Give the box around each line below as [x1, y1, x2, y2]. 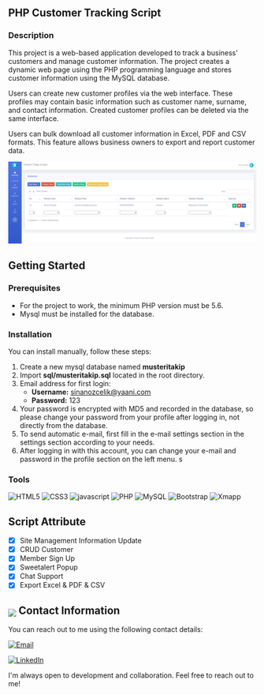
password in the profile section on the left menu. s [19, 454, 183, 464]
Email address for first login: [19, 379, 112, 389]
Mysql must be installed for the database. [19, 309, 155, 318]
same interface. [8, 114, 59, 123]
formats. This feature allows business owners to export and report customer [8, 137, 255, 147]
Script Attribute [8, 515, 87, 528]
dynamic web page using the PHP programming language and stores [8, 65, 232, 74]
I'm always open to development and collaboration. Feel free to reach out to [8, 671, 255, 680]
